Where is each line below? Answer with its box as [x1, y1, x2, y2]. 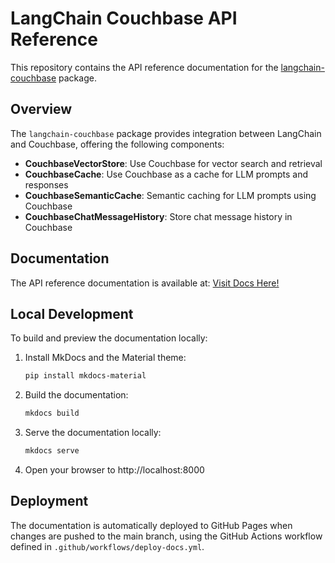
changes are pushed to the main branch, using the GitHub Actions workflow [10, 530, 323, 542]
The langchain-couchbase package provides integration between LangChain [10, 127, 322, 139]
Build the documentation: [24, 389, 129, 401]
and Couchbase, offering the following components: [10, 138, 225, 150]
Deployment [10, 493, 89, 510]
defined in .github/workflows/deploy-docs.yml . [10, 540, 205, 552]
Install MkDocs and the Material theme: [24, 352, 187, 364]
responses [24, 178, 69, 191]
